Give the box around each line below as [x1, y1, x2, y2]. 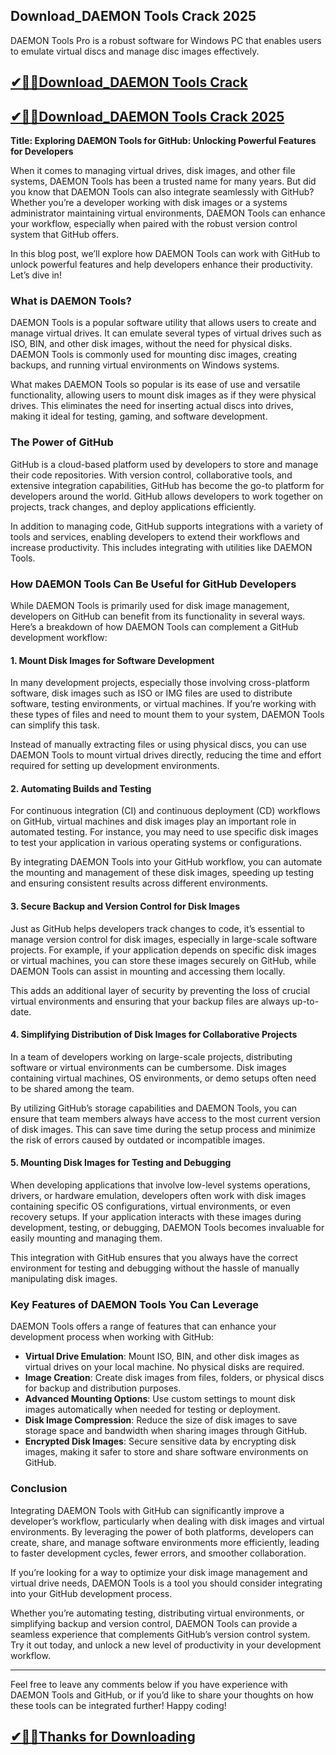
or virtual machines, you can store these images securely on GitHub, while [10, 954, 317, 966]
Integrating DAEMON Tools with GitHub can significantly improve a [10, 1504, 285, 1516]
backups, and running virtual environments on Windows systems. [10, 359, 280, 371]
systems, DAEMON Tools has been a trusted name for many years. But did [10, 175, 317, 188]
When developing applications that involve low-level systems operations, [10, 1179, 311, 1191]
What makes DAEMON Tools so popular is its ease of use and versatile [10, 379, 301, 391]
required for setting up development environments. [10, 760, 220, 772]
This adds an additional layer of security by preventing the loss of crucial [10, 984, 311, 996]
